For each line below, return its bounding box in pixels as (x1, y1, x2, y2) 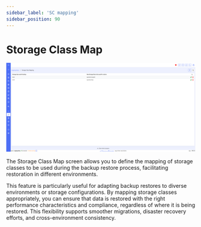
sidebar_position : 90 (6, 16, 61, 22)
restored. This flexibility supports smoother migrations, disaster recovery (6, 208, 187, 215)
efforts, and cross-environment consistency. (6, 214, 116, 222)
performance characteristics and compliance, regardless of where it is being (6, 202, 196, 209)
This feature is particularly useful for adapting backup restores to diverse (6, 182, 187, 190)
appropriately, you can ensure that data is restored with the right (6, 195, 166, 202)
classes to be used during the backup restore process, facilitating (6, 164, 169, 172)
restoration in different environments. (6, 170, 98, 178)
